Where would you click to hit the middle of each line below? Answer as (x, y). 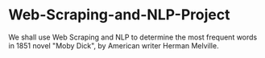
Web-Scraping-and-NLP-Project (119, 15)
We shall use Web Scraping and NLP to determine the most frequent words (133, 37)
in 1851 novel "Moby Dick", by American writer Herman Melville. (114, 45)
